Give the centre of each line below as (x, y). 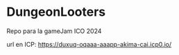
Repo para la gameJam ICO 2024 (54, 31)
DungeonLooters (56, 12)
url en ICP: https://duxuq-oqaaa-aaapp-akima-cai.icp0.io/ (89, 44)
